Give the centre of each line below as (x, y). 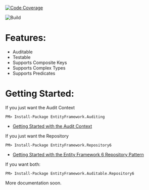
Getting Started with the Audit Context (52, 126)
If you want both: (23, 164)
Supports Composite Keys (40, 62)
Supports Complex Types (39, 68)
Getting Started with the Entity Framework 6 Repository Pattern (78, 154)
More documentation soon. (33, 183)
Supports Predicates (34, 73)
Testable (21, 57)
